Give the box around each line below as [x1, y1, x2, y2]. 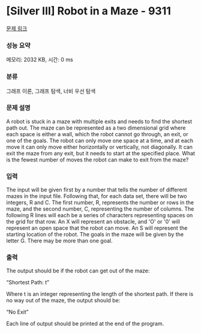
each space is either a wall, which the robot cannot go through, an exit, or [6, 130, 188, 137]
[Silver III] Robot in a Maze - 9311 [6, 4, 171, 18]
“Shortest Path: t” [6, 279, 50, 286]
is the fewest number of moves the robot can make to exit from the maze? [6, 156, 189, 163]
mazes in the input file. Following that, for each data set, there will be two [6, 193, 187, 200]
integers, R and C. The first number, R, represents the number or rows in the [6, 199, 194, 206]
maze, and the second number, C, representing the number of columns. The [6, 205, 194, 212]
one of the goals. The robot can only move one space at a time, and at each [6, 137, 194, 144]
